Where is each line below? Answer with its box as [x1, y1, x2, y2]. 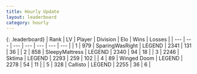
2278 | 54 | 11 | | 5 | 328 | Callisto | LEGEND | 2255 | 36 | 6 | [6, 61, 151, 68]
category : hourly [6, 20, 49, 25]
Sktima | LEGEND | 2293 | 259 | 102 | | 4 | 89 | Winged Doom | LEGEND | [6, 54, 183, 62]
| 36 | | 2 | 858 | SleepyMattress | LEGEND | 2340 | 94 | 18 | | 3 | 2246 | [6, 49, 179, 56]
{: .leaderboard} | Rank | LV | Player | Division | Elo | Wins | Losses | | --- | [6, 36, 185, 43]
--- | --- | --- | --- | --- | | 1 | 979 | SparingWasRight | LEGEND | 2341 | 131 [12, 42, 192, 49]
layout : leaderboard [6, 14, 57, 20]
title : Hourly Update [6, 8, 60, 15]
